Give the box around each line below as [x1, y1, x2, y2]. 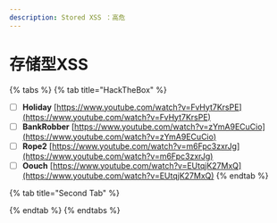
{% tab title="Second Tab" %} [9, 187, 121, 198]
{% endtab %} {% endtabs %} [9, 204, 121, 215]
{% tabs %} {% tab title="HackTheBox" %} [9, 84, 167, 95]
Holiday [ [21, 102, 57, 112]
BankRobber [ [21, 121, 75, 132]
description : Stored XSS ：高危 [9, 12, 126, 22]
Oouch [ [21, 160, 54, 170]
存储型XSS [9, 54, 88, 74]
